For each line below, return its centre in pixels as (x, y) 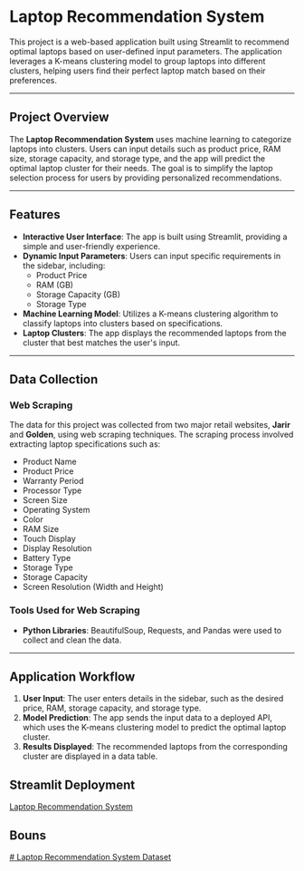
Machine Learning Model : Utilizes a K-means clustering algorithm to (150, 314)
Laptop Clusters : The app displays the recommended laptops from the (154, 333)
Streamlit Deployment (72, 784)
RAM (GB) (55, 285)
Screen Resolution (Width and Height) (93, 587)
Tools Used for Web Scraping (75, 611)
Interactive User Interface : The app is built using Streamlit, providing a (155, 237)
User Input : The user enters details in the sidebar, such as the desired (153, 699)
